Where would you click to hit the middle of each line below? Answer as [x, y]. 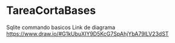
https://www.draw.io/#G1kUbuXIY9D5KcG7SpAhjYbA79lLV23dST [87, 33]
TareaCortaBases [51, 11]
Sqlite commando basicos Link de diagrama [61, 27]
